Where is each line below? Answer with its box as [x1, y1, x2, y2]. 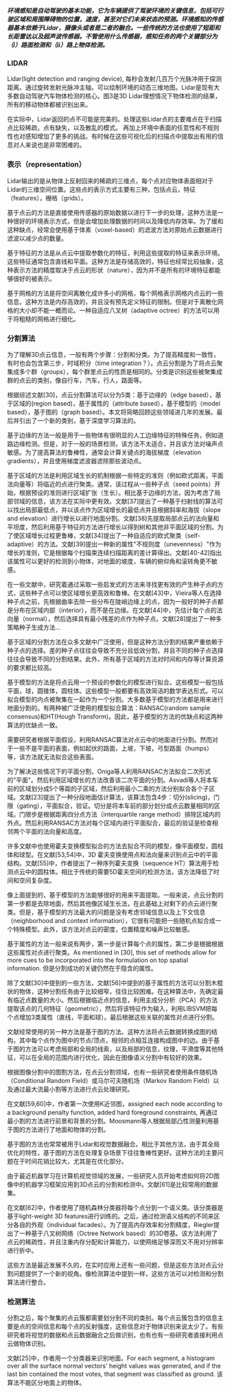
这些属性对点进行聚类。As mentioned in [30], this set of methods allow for [7, 948, 217, 957]
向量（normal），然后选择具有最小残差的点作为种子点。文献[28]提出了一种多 [7, 614, 222, 622]
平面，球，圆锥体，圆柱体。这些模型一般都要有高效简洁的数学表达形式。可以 [7, 686, 224, 694]
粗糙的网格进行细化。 [19, 314, 80, 323]
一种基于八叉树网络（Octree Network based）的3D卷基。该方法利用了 [19, 1229, 218, 1237]
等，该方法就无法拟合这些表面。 [7, 752, 97, 761]
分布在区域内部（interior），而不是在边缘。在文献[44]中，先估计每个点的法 [12, 606, 223, 614]
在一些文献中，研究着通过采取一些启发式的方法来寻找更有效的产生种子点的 [7, 580, 218, 588]
